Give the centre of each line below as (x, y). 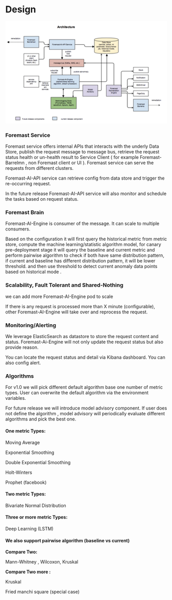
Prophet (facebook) (26, 482)
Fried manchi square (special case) (42, 592)
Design (21, 10)
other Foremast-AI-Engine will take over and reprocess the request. (77, 312)
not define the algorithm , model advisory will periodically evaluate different (85, 414)
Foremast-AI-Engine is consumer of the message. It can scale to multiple (82, 224)
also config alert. (23, 363)
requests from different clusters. (40, 168)
